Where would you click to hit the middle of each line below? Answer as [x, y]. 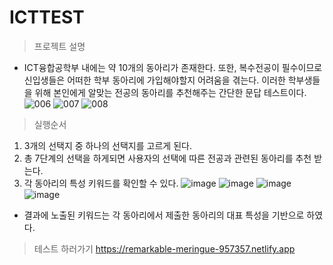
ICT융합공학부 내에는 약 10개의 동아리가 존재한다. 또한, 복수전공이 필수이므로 [173, 67]
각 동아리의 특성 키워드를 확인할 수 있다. [101, 183]
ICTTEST [47, 17]
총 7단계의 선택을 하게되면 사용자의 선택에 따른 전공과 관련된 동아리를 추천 [167, 158]
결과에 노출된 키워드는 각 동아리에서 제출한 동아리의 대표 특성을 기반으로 [164, 215]
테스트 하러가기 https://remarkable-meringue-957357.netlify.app [164, 248]
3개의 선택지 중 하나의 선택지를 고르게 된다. [107, 145]
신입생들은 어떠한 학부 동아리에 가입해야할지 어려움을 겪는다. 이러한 [154, 80]
